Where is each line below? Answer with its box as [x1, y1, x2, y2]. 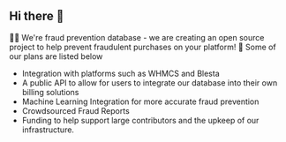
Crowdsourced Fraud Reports [21, 105, 130, 116]
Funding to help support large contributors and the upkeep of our [21, 115, 260, 125]
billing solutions [21, 86, 79, 97]
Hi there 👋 [9, 9, 64, 24]
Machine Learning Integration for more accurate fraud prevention [21, 96, 260, 107]
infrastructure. [21, 124, 75, 135]
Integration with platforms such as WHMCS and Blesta [21, 68, 220, 78]
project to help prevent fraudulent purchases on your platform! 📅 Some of [9, 41, 276, 52]
